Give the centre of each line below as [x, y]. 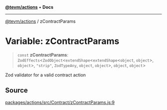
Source [17, 91]
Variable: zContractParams [62, 41]
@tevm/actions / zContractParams [41, 21]
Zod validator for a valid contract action [45, 75]
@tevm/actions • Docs [29, 7]
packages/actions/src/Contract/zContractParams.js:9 [60, 102]
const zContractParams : [43, 55]
